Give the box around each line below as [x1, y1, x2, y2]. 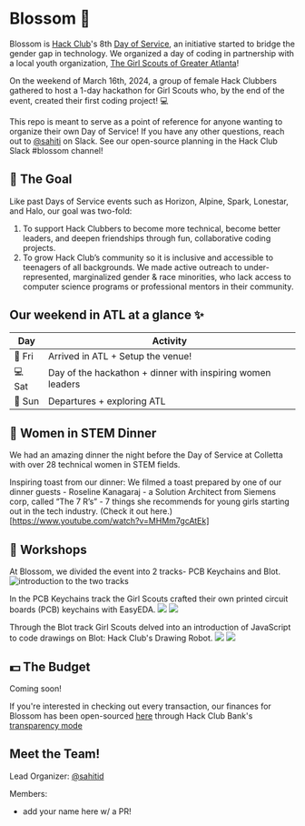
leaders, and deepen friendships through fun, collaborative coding [22, 232, 271, 244]
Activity [152, 334, 188, 347]
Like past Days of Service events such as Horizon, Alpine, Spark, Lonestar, [9, 196, 289, 206]
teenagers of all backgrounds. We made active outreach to [22, 261, 242, 272]
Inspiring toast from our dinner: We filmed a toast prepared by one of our [9, 477, 282, 488]
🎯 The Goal [9, 172, 73, 187]
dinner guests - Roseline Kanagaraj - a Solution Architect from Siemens [9, 487, 277, 498]
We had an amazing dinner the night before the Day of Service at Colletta [9, 449, 283, 460]
